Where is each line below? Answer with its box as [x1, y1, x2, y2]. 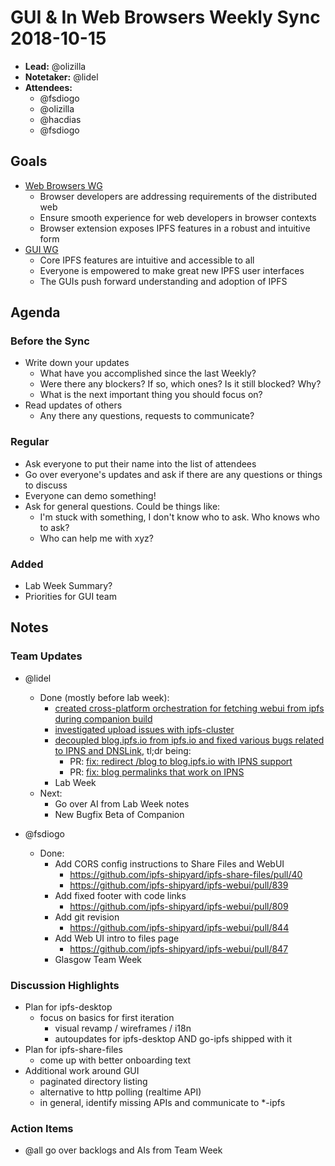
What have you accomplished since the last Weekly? [39, 367, 257, 380]
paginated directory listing [39, 1076, 148, 1088]
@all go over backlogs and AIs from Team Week [24, 1144, 223, 1156]
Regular [10, 435, 50, 449]
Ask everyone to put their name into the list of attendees [24, 457, 257, 470]
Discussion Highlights [10, 978, 120, 992]
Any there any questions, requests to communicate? [39, 410, 255, 422]
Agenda [10, 304, 61, 321]
